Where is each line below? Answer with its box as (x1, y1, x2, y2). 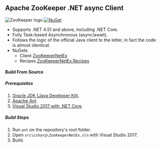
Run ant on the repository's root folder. (12, 127, 92, 133)
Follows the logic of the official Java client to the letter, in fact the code (12, 37, 156, 43)
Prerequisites (5, 81, 33, 86)
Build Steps (5, 114, 29, 120)
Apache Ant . (12, 98, 38, 104)
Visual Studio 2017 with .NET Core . (12, 103, 83, 109)
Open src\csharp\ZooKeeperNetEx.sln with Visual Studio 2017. (12, 132, 138, 138)
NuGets (12, 47, 28, 53)
